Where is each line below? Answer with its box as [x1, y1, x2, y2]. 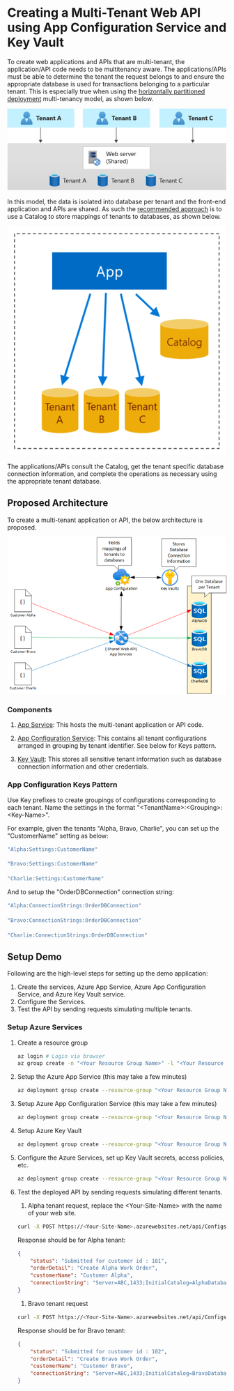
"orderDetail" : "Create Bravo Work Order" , [30, 1355, 159, 1362]
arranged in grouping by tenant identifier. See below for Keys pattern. [17, 741, 217, 750]
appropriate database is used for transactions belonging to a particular [7, 79, 210, 88]
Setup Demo [7, 951, 62, 962]
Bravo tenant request [27, 1299, 88, 1307]
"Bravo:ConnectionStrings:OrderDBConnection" [7, 916, 141, 924]
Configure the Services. [17, 998, 86, 1006]
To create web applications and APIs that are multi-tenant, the [7, 57, 185, 66]
